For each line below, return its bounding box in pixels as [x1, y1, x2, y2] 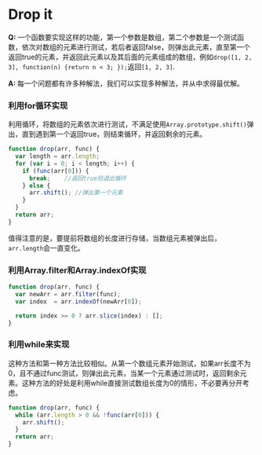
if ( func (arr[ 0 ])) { [22, 167, 89, 174]
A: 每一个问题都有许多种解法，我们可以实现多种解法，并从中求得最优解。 [8, 79, 245, 88]
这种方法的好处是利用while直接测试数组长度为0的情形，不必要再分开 [21, 378, 243, 387]
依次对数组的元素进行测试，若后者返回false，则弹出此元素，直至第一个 [21, 42, 251, 52]
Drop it [8, 6, 53, 24]
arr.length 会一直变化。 [8, 243, 85, 252]
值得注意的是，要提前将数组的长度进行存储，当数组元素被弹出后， [8, 233, 221, 243]
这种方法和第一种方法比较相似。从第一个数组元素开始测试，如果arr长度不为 [8, 358, 251, 368]
